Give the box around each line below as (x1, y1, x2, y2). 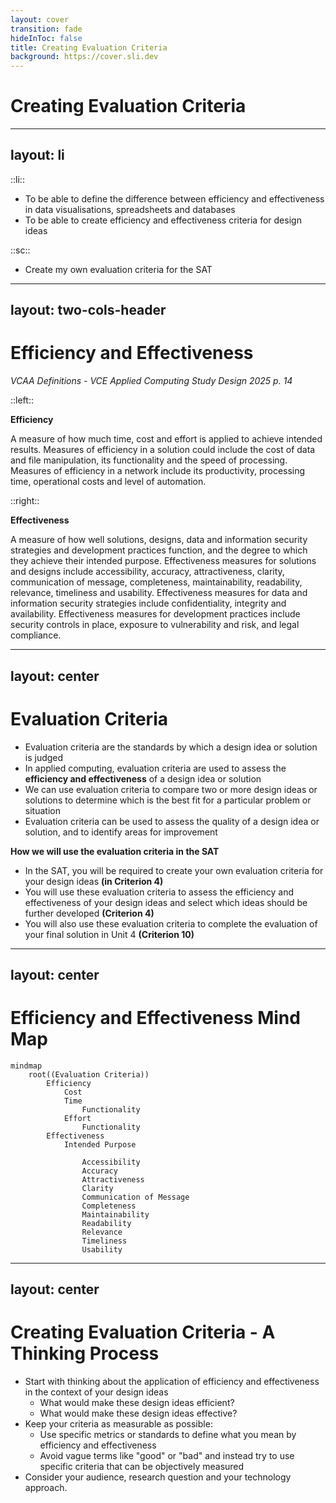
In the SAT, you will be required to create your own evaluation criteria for (24, 864, 324, 876)
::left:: (10, 394, 34, 406)
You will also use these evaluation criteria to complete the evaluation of (24, 917, 318, 930)
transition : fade (10, 24, 83, 34)
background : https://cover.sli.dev (10, 52, 159, 62)
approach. (24, 1482, 68, 1494)
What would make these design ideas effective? (39, 1407, 238, 1420)
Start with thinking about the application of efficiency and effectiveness (24, 1376, 320, 1388)
